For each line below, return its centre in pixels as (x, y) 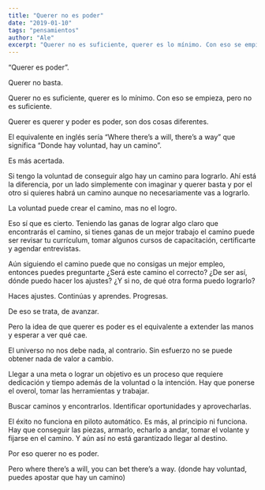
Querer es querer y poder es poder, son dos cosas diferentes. (108, 122)
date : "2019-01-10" (40, 23)
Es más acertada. (36, 161)
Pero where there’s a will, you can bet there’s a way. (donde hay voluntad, (127, 469)
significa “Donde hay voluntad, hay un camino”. (85, 145)
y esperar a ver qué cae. (48, 335)
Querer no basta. (35, 83)
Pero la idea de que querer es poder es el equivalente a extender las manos (131, 327)
